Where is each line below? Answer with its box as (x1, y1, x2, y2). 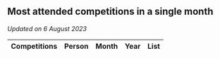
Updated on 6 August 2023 (7, 24, 87, 33)
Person (64, 41, 90, 51)
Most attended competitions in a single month (7, 6, 214, 18)
